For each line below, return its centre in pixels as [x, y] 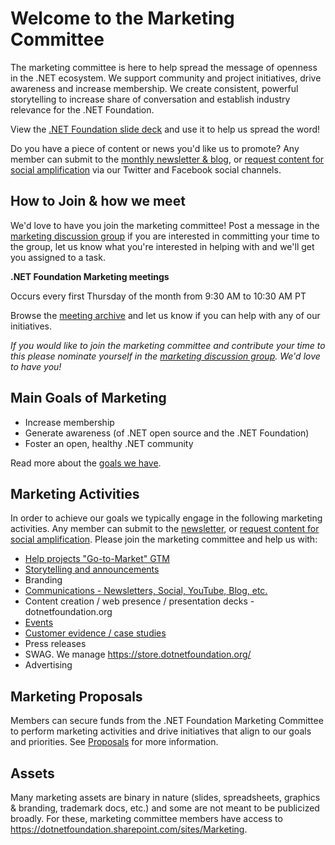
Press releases [55, 644]
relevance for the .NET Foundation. [82, 109]
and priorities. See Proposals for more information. [114, 742]
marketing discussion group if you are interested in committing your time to [165, 236]
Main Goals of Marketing [88, 398]
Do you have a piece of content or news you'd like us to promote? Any [155, 148]
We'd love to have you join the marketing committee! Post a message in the [165, 225]
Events [39, 623]
